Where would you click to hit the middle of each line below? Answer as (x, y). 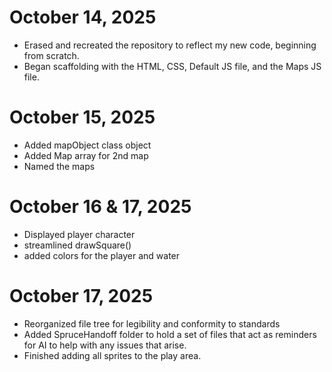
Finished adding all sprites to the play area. (112, 355)
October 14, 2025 (83, 17)
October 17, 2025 (81, 296)
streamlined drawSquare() (77, 245)
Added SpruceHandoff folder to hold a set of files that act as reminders (170, 334)
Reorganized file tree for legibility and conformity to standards (152, 323)
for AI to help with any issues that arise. (105, 345)
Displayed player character (79, 234)
